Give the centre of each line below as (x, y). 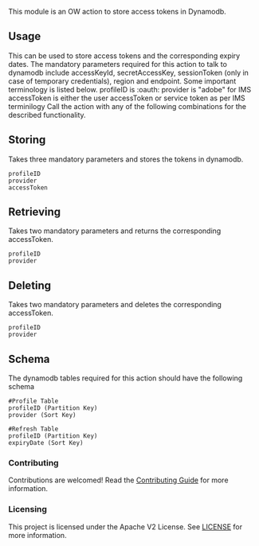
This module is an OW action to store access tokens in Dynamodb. (118, 12)
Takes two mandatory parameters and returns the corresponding (115, 231)
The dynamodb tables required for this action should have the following (126, 378)
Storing (27, 140)
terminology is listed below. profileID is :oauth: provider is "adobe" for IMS (130, 89)
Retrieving (35, 212)
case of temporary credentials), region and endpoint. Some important (122, 81)
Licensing (28, 509)
